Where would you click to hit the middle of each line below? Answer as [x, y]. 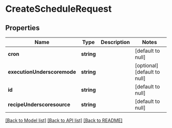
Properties [23, 28]
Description [115, 42]
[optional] [147, 66]
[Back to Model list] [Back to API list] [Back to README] [64, 120]
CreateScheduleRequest [58, 9]
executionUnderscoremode [42, 72]
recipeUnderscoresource [39, 104]
